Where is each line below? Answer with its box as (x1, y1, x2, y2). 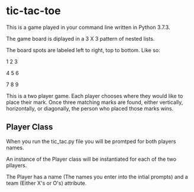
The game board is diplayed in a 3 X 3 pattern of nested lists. (6, 35, 155, 42)
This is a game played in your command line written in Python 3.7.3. (6, 24, 170, 31)
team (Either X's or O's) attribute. (6, 179, 87, 187)
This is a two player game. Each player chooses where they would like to (6, 92, 183, 99)
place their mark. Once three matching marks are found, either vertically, (6, 99, 183, 106)
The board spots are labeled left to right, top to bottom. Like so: (6, 46, 161, 54)
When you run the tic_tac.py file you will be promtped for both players (6, 138, 176, 145)
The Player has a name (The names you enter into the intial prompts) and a (6, 173, 188, 180)
